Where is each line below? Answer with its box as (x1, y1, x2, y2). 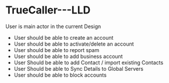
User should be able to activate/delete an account (13, 40, 135, 47)
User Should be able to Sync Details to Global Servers (13, 65, 144, 72)
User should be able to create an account (13, 34, 114, 41)
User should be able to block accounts (13, 71, 107, 78)
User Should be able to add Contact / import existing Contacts (13, 59, 164, 66)
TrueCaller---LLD (5, 4, 91, 17)
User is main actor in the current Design (5, 23, 101, 30)
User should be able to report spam (13, 46, 100, 53)
